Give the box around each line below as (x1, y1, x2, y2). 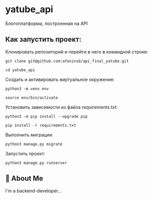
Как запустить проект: (5, 35, 82, 44)
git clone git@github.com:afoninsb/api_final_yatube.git (5, 59, 129, 64)
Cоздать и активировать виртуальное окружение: (5, 76, 115, 82)
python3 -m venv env (5, 86, 49, 91)
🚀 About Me (5, 174, 43, 183)
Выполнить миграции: (5, 131, 54, 138)
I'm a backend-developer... (5, 187, 62, 194)
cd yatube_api (5, 67, 36, 72)
